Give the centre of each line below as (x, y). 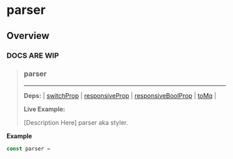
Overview (28, 36)
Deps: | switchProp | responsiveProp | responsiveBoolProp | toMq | (120, 95)
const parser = (29, 149)
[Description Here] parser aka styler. (76, 122)
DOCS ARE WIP (33, 56)
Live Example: (44, 109)
